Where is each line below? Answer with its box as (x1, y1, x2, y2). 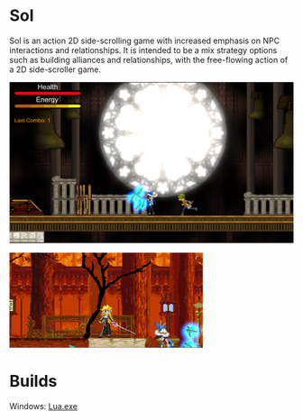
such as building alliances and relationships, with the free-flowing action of (9, 54, 289, 65)
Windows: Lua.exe (9, 401, 78, 412)
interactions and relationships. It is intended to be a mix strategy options (9, 44, 278, 55)
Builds (9, 371, 58, 392)
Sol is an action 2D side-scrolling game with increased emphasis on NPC (9, 35, 280, 46)
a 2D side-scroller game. (9, 64, 102, 75)
